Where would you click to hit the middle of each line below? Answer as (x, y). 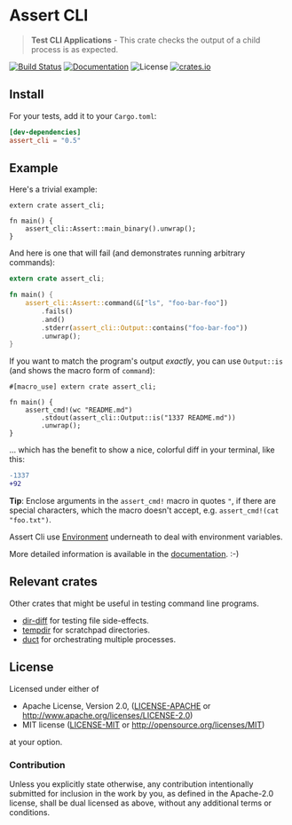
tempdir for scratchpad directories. (86, 630)
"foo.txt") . (30, 520)
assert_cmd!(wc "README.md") (79, 410)
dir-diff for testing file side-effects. (85, 620)
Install (27, 94)
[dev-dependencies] (45, 132)
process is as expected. (75, 49)
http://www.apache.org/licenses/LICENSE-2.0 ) (107, 715)
